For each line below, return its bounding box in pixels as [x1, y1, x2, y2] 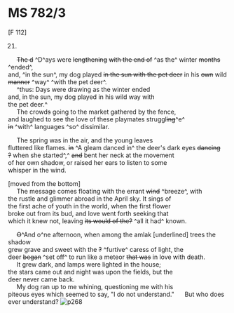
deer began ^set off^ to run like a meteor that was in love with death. [8, 253, 206, 261]
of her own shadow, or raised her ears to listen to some [8, 158, 167, 166]
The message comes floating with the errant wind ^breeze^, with [16, 187, 202, 195]
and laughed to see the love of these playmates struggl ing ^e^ [8, 114, 185, 124]
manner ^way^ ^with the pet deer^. [8, 77, 107, 86]
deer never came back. [8, 275, 75, 284]
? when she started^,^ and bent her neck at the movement [8, 151, 174, 159]
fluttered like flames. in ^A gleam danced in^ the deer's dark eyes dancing [8, 143, 221, 152]
